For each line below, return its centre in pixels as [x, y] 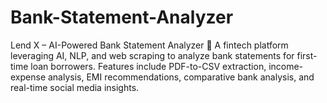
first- [307, 55]
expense [28, 77]
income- [286, 66]
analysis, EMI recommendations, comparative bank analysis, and [181, 77]
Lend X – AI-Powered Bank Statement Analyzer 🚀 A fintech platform [149, 45]
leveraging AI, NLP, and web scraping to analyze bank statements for [152, 55]
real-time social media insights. [75, 87]
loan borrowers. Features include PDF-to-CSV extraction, [148, 66]
